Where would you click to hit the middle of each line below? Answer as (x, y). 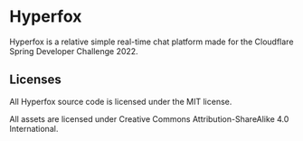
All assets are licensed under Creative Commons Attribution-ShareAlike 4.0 (149, 118)
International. (34, 128)
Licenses (35, 80)
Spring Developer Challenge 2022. (74, 51)
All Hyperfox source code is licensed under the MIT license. (121, 101)
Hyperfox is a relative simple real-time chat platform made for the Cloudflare (151, 42)
